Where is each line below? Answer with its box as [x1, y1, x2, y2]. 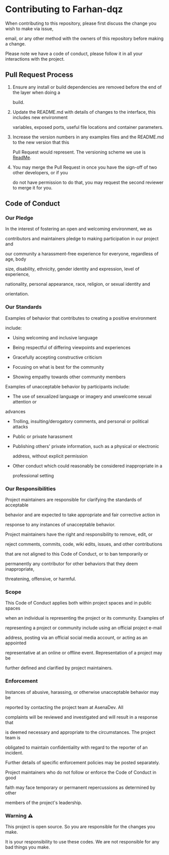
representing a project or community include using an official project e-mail [5, 625, 162, 631]
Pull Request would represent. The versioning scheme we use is [12, 149, 146, 155]
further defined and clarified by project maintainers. [5, 665, 113, 671]
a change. [5, 40, 26, 46]
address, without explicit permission [12, 453, 88, 459]
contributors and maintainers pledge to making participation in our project [5, 236, 159, 242]
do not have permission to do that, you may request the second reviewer [12, 179, 164, 185]
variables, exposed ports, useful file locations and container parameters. [12, 124, 164, 130]
